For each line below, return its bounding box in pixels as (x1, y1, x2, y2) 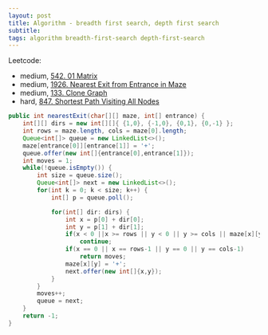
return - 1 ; (22, 312, 59, 320)
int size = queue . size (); (37, 171, 124, 179)
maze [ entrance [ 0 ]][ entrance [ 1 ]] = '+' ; (22, 141, 156, 150)
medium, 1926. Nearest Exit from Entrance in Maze (19, 80, 187, 89)
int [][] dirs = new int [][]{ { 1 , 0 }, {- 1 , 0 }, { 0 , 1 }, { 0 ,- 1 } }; (22, 120, 234, 128)
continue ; (79, 238, 112, 246)
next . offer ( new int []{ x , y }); (65, 267, 162, 275)
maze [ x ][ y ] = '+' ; (65, 260, 127, 268)
